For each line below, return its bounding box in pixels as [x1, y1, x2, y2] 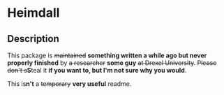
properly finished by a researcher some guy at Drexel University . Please [7, 59, 217, 67]
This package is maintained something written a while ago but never [7, 51, 207, 59]
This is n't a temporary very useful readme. [7, 80, 132, 88]
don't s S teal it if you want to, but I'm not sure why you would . [7, 66, 187, 74]
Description [7, 33, 59, 45]
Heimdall [7, 5, 60, 21]
